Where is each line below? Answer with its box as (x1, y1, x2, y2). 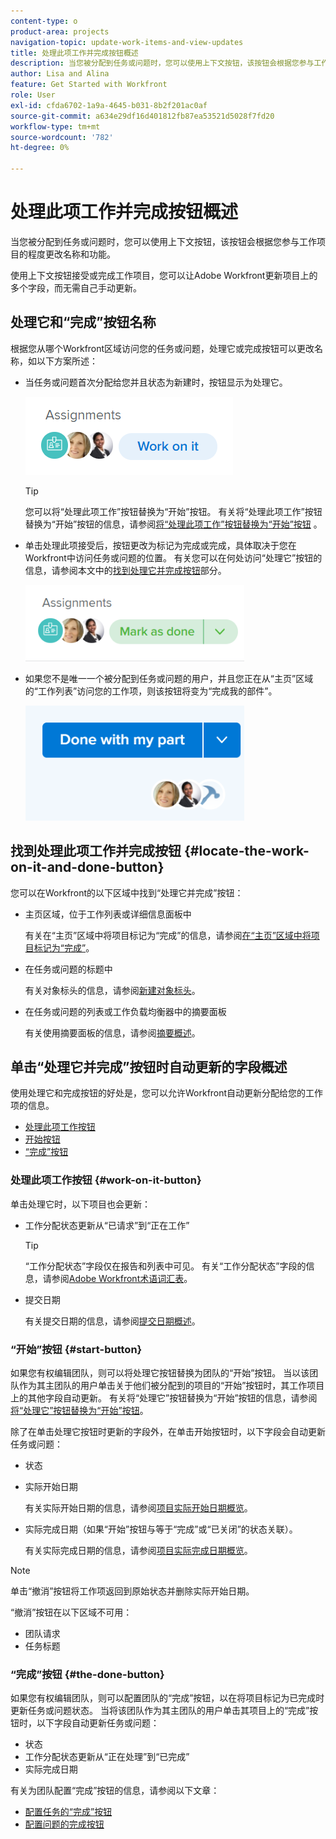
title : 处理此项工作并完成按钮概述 (10, 48, 139, 58)
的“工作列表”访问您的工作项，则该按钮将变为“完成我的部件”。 (24, 685, 278, 697)
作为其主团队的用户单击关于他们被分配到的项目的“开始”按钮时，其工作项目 (18, 1379, 325, 1391)
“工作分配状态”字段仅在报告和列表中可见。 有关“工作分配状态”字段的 (24, 1260, 307, 1272)
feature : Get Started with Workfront (10, 80, 168, 90)
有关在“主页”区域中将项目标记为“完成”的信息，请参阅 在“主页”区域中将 (24, 929, 312, 941)
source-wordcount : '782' (10, 132, 114, 142)
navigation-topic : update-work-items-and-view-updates (10, 37, 244, 47)
